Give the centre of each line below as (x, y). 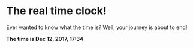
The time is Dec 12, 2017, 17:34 (45, 39)
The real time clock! (56, 11)
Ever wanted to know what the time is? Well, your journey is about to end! (97, 27)
